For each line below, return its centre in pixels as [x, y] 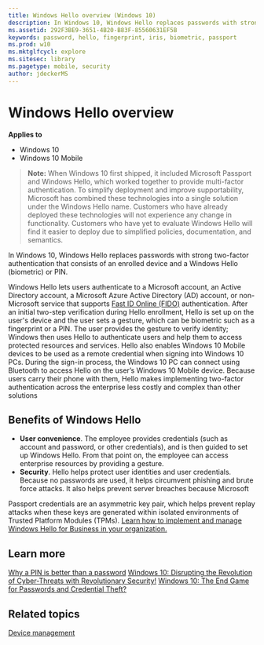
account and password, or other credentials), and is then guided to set [134, 447]
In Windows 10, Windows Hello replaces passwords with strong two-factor [128, 255]
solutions [23, 395]
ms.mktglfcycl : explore [47, 52]
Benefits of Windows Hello [75, 419]
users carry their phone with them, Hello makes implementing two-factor [126, 378]
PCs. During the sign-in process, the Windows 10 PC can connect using [124, 362]
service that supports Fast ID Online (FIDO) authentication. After [144, 304]
